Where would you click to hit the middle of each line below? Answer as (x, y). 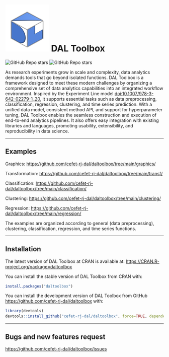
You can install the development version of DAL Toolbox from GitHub (76, 296)
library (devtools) (24, 311)
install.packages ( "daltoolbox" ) (39, 286)
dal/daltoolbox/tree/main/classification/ (46, 188)
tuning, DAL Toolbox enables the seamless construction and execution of (81, 115)
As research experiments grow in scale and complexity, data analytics (78, 72)
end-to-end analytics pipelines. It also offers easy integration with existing (82, 120)
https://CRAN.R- (142, 261)
